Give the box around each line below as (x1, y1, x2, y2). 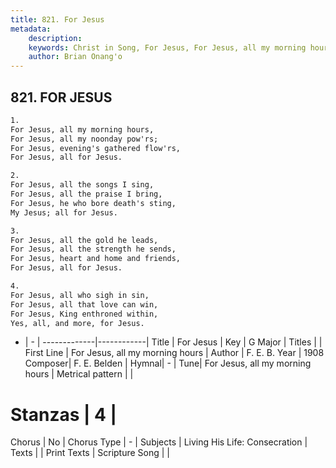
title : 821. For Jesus (10, 14, 105, 25)
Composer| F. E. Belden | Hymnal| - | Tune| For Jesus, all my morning (24, 357, 312, 370)
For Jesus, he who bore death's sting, (10, 198, 177, 208)
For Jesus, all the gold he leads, (10, 235, 159, 245)
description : (28, 33, 83, 43)
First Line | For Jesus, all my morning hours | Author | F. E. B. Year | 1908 (24, 347, 325, 359)
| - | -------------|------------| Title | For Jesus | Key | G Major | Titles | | (24, 336, 323, 348)
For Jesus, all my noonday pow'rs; (10, 134, 159, 144)
